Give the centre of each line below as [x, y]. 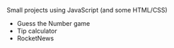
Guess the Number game [53, 23]
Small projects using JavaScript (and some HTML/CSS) [87, 10]
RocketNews [35, 38]
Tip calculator [37, 31]
